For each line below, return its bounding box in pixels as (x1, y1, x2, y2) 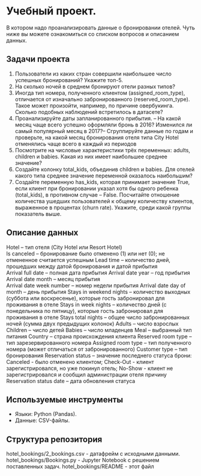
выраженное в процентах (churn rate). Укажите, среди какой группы (14, 204, 191, 211)
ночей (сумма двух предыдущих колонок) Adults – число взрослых (6, 320, 179, 327)
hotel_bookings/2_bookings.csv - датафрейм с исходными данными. (6, 450, 181, 457)
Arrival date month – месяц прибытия (6, 275, 101, 282)
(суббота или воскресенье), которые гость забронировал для (6, 294, 165, 302)
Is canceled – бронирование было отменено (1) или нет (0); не (6, 250, 165, 257)
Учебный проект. (6, 4, 97, 18)
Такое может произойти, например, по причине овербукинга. (14, 102, 174, 109)
